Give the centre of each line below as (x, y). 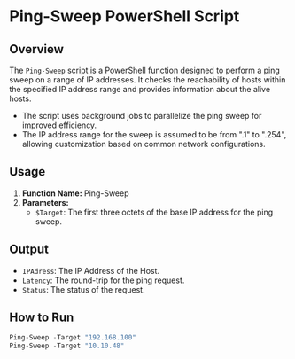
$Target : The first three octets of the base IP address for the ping (154, 212)
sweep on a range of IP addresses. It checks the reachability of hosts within (147, 80)
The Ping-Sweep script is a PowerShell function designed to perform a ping (145, 70)
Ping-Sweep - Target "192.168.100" (73, 338)
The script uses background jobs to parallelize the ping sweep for (142, 116)
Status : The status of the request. (83, 289)
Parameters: (45, 202)
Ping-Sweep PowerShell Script (124, 16)
